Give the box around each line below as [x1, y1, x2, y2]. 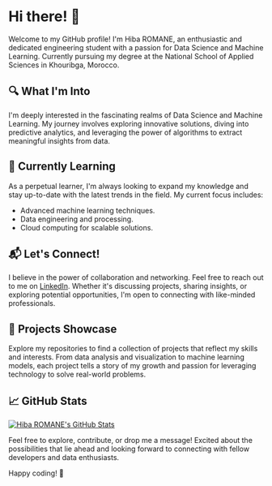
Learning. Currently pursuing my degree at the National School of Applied [8, 51, 254, 61]
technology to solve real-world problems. [8, 369, 147, 380]
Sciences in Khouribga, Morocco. [8, 60, 120, 70]
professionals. [8, 299, 56, 308]
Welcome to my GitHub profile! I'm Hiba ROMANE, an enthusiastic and [8, 34, 243, 44]
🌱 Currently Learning [8, 160, 116, 174]
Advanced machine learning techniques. [19, 205, 155, 215]
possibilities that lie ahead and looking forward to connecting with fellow [8, 444, 249, 454]
